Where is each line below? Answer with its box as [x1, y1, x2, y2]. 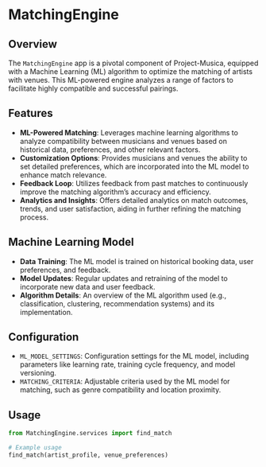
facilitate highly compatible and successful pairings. [8, 84, 179, 93]
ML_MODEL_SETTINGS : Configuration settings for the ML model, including [19, 352, 249, 361]
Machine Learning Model [8, 235, 134, 249]
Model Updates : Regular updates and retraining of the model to [19, 273, 228, 283]
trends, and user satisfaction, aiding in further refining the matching [19, 204, 241, 213]
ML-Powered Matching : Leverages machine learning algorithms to [19, 127, 238, 137]
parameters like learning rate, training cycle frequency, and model [19, 360, 236, 369]
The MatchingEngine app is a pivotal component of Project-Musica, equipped [8, 58, 259, 68]
